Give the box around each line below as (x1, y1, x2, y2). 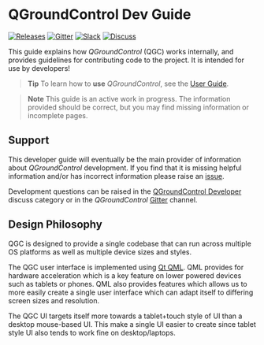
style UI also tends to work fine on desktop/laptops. (8, 328, 176, 337)
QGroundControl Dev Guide (8, 6, 191, 24)
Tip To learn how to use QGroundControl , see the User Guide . (27, 79, 229, 88)
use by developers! (8, 63, 71, 72)
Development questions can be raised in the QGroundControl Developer (8, 187, 242, 196)
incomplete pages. (27, 110, 88, 120)
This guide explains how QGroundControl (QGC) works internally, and (8, 46, 234, 56)
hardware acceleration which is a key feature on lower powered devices (8, 270, 242, 280)
